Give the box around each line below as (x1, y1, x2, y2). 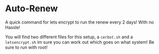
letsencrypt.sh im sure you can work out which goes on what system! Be (5, 39, 155, 45)
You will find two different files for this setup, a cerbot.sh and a (5, 34, 133, 40)
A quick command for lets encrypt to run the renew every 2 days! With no (5, 19, 154, 25)
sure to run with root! (5, 44, 48, 50)
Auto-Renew (5, 3, 58, 14)
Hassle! (5, 24, 21, 30)
